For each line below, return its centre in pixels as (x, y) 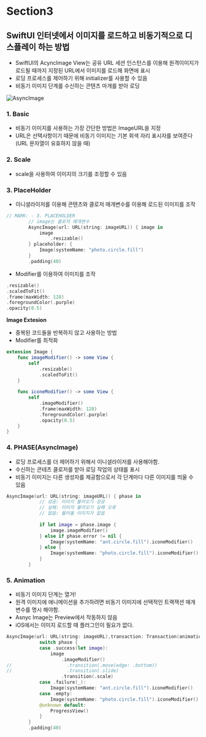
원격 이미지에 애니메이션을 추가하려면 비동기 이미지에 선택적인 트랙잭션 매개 (105, 602)
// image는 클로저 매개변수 (59, 221)
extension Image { (30, 352)
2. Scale (19, 159)
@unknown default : (63, 705)
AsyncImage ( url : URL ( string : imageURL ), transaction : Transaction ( (93, 637)
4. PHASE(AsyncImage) (42, 448)
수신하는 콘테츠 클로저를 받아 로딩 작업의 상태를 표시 (77, 469)
